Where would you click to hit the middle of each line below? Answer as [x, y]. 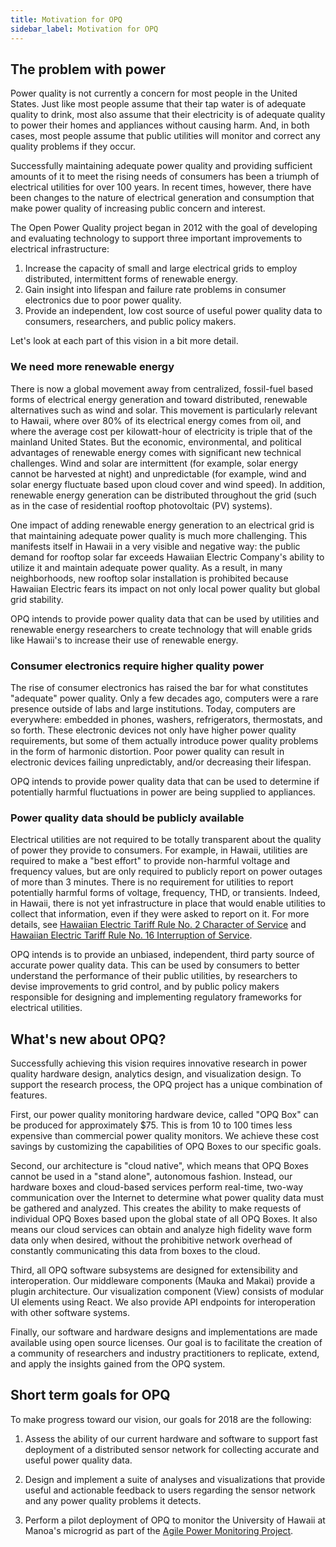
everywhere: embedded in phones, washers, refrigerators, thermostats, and [166, 719]
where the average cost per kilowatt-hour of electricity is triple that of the [161, 431]
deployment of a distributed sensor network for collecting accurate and [172, 1449]
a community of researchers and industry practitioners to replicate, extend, [165, 1353]
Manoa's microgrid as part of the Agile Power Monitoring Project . [159, 1530]
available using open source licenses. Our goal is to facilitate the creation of [166, 1343]
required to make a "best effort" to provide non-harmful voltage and [150, 861]
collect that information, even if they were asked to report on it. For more [160, 914]
